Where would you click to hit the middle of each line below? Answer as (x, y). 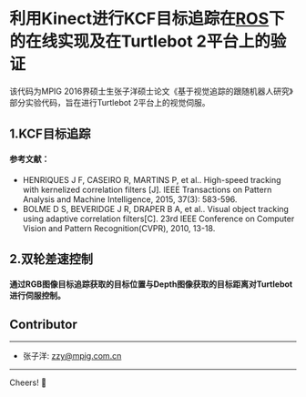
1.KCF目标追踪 (50, 134)
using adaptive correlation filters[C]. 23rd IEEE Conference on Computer (158, 219)
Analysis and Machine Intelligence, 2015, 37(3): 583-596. (130, 199)
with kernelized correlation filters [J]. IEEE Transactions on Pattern (147, 189)
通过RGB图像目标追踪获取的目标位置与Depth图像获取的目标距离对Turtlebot (151, 284)
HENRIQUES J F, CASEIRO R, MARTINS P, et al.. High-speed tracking (152, 179)
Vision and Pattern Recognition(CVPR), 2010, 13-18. (119, 228)
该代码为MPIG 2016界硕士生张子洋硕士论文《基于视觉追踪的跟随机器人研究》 (151, 91)
